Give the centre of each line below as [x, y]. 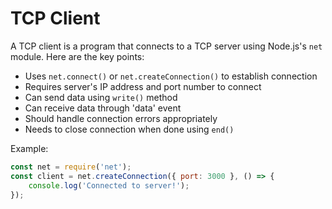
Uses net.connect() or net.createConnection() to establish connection [171, 76]
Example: [29, 148]
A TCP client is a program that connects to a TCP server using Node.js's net [166, 46]
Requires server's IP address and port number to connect [143, 86]
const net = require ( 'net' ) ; [71, 167]
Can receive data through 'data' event [103, 108]
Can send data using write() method [101, 97]
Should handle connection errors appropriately [121, 118]
